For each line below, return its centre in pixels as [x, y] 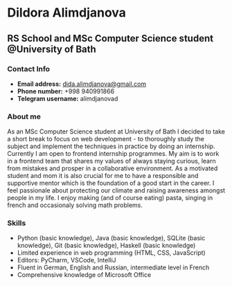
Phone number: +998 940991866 [66, 91]
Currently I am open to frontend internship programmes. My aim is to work [113, 154]
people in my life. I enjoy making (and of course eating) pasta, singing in [110, 198]
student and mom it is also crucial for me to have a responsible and [103, 176]
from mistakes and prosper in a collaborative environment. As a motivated [113, 168]
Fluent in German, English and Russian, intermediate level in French [113, 267]
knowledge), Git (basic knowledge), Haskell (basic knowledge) [106, 245]
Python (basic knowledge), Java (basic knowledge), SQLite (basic [111, 238]
